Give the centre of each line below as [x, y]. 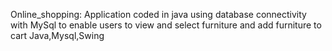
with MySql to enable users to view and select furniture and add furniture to [166, 25]
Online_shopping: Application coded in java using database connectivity [158, 14]
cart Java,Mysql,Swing [57, 35]
